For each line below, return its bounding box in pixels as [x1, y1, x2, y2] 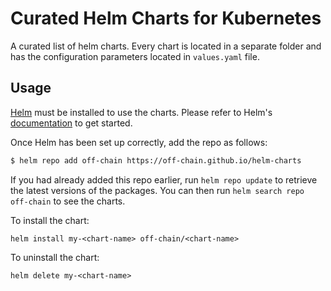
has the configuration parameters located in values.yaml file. [10, 50, 260, 62]
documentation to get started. [10, 117, 133, 129]
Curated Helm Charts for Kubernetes [10, 7, 322, 30]
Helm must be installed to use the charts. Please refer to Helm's [10, 106, 273, 118]
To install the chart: [10, 214, 90, 226]
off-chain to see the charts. [10, 195, 126, 207]
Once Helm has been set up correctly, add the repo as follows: [10, 136, 268, 148]
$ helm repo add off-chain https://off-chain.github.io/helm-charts [10, 155, 302, 166]
